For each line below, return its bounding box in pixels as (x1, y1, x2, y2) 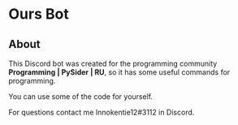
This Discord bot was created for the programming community (8, 58, 218, 68)
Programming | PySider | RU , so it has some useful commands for (8, 67, 231, 77)
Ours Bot (8, 5, 69, 24)
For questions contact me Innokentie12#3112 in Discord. (8, 107, 195, 117)
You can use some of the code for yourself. (8, 92, 153, 101)
